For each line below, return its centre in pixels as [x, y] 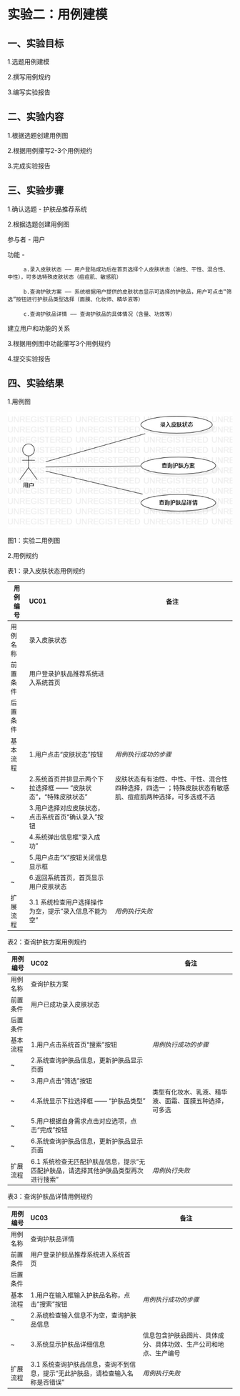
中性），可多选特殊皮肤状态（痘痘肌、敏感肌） [65, 277]
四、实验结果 [36, 383]
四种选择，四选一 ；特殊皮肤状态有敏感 [172, 787]
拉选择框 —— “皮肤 [57, 787]
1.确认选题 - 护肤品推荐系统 [47, 209]
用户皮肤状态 [48, 886]
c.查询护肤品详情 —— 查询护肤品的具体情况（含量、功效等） [100, 314]
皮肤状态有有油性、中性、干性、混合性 [171, 779]
